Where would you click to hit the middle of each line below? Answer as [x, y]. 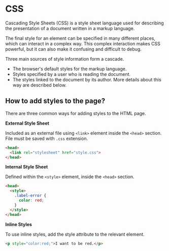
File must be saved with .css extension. [46, 138]
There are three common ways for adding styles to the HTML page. [76, 113]
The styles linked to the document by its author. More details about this [87, 79]
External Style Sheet [27, 123]
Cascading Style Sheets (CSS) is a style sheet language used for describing [84, 23]
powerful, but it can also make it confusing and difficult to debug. [74, 49]
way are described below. [40, 85]
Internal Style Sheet [27, 167]
